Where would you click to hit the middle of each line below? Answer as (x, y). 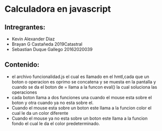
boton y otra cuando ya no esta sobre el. (53, 103)
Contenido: (22, 65)
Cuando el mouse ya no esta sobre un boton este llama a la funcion (80, 118)
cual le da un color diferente (40, 113)
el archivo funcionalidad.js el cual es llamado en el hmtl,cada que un (81, 77)
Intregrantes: (25, 27)
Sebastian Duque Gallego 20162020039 (52, 49)
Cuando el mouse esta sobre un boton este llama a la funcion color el (81, 108)
